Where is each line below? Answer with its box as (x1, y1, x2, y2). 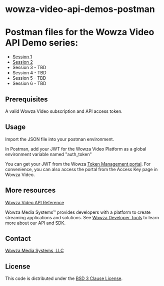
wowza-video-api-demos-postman (5, 4, 155, 15)
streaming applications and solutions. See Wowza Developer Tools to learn (5, 214, 159, 220)
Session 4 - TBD (12, 70, 46, 76)
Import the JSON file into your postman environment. (5, 136, 114, 142)
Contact (5, 234, 31, 243)
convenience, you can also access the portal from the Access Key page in (5, 166, 158, 172)
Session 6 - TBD (12, 80, 46, 86)
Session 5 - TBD (12, 75, 46, 81)
